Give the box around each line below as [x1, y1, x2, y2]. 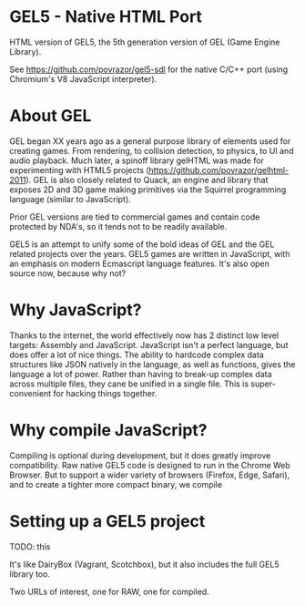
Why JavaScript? [9, 300, 142, 321]
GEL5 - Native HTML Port [9, 6, 203, 27]
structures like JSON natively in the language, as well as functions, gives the [9, 358, 296, 370]
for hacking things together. [53, 387, 158, 398]
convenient [9, 387, 52, 398]
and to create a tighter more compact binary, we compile [9, 478, 223, 489]
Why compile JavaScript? [9, 420, 208, 440]
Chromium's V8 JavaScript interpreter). [9, 73, 158, 84]
